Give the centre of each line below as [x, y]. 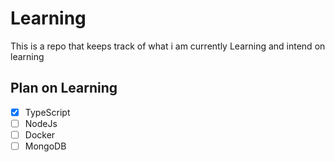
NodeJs [41, 123]
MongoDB [45, 146]
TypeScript [47, 112]
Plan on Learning [64, 88]
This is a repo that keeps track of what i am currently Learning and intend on [168, 46]
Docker [40, 134]
